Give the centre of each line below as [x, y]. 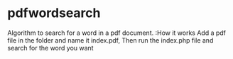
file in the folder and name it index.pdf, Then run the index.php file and [110, 40]
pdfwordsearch [54, 13]
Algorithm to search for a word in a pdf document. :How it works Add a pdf [116, 33]
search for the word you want [50, 48]
